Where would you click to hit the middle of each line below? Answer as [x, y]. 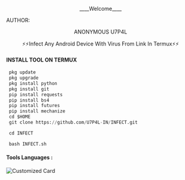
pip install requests [36, 94]
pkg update [22, 72]
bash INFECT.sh [28, 144]
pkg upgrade [24, 78]
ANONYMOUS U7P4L [101, 32]
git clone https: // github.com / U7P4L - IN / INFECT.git [73, 123]
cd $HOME [20, 117]
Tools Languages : [29, 157]
